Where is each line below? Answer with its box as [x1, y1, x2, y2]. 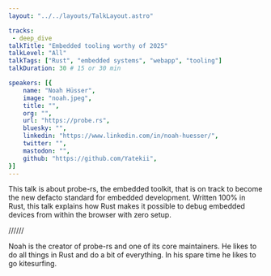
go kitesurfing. [8, 259, 57, 269]
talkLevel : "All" [8, 50, 67, 58]
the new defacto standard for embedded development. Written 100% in [8, 192, 246, 203]
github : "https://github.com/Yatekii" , [23, 154, 158, 162]
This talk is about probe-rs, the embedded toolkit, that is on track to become [8, 184, 263, 194]
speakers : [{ [8, 79, 53, 87]
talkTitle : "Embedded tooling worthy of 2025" [8, 41, 168, 50]
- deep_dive [11, 34, 53, 42]
